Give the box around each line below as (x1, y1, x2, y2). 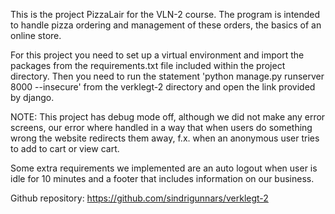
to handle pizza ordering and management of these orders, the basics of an (10, 19, 322, 31)
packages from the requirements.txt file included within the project (10, 60, 286, 71)
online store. (10, 30, 62, 41)
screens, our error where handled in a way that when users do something (10, 122, 313, 133)
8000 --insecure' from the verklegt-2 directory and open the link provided (10, 81, 316, 93)
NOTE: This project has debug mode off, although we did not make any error (10, 111, 326, 123)
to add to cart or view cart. (10, 143, 120, 154)
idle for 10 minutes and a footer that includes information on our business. (10, 173, 315, 184)
